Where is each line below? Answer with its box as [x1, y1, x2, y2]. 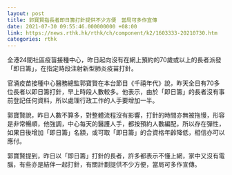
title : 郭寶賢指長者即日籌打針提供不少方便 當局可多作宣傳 [7, 17, 157, 24]
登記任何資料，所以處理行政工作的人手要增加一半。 [12, 96, 159, 104]
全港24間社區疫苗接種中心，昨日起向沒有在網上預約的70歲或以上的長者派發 [7, 56, 222, 64]
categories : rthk [7, 36, 57, 43]
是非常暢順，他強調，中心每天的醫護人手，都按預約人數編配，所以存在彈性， [7, 120, 225, 128]
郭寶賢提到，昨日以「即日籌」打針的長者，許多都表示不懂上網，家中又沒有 [7, 151, 219, 160]
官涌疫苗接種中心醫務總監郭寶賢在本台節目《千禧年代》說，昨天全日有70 [7, 79, 214, 87]
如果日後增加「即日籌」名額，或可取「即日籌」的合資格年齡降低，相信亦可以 [7, 129, 225, 137]
